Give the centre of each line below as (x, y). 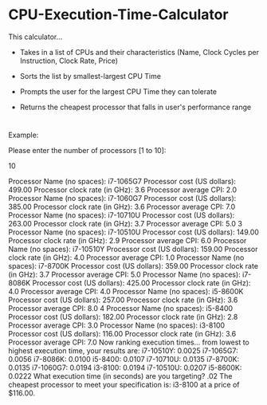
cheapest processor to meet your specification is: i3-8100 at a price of (124, 385)
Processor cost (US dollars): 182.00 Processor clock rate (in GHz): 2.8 (123, 317)
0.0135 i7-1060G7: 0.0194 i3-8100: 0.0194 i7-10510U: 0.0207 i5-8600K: (125, 368)
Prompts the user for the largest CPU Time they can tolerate (118, 91)
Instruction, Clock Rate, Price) (69, 61)
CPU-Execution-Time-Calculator (118, 15)
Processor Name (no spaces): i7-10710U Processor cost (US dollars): (122, 215)
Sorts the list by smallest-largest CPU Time (90, 76)
